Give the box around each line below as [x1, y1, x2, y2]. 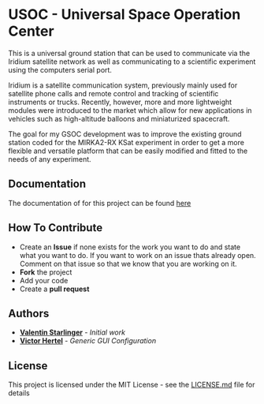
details [8, 388, 30, 398]
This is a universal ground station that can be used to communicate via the [8, 48, 251, 58]
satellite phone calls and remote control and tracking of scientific [8, 88, 219, 98]
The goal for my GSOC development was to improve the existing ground [8, 129, 242, 139]
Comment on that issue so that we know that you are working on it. [19, 259, 238, 268]
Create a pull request [19, 284, 90, 294]
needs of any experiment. [8, 154, 92, 163]
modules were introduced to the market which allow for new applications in [8, 105, 252, 115]
